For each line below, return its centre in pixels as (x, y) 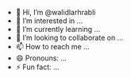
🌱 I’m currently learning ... (58, 29)
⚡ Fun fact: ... (37, 67)
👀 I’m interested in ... (49, 21)
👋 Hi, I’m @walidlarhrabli (56, 12)
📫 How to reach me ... (52, 47)
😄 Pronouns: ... (41, 58)
